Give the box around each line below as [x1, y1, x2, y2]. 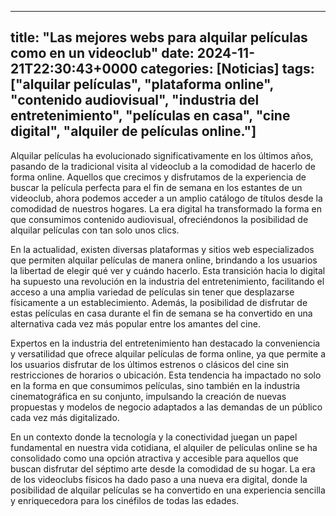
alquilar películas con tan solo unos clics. [10, 224, 180, 236]
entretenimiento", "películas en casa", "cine [10, 107, 291, 125]
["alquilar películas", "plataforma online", [10, 76, 274, 93]
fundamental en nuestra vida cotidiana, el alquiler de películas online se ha [10, 441, 318, 453]
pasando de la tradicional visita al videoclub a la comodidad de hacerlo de [10, 160, 316, 172]
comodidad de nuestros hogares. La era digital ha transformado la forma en [10, 202, 322, 215]
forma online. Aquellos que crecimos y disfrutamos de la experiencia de [10, 171, 307, 183]
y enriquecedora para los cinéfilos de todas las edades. [10, 494, 240, 506]
